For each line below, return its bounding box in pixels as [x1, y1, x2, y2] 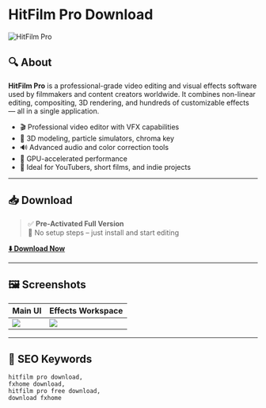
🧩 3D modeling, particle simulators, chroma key [19, 133, 175, 143]
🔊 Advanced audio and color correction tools [19, 142, 169, 152]
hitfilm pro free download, [8, 387, 101, 395]
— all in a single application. [8, 106, 100, 116]
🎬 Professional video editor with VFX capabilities [19, 121, 180, 132]
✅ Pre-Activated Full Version [27, 218, 124, 228]
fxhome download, [8, 380, 66, 388]
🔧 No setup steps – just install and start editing [27, 228, 180, 237]
